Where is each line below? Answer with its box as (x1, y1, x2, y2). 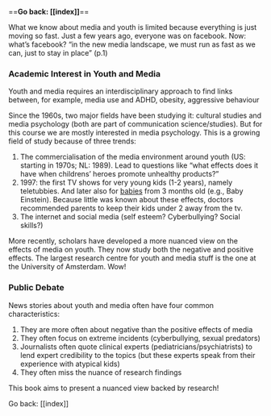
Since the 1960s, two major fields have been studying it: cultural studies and (8, 110, 262, 120)
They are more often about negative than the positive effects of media (19, 324, 253, 334)
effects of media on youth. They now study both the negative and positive (8, 245, 254, 255)
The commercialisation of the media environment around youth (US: (19, 152, 246, 162)
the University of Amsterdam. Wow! (8, 262, 127, 272)
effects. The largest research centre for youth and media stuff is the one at (8, 253, 256, 263)
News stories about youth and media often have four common (8, 300, 215, 310)
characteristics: (8, 309, 60, 318)
